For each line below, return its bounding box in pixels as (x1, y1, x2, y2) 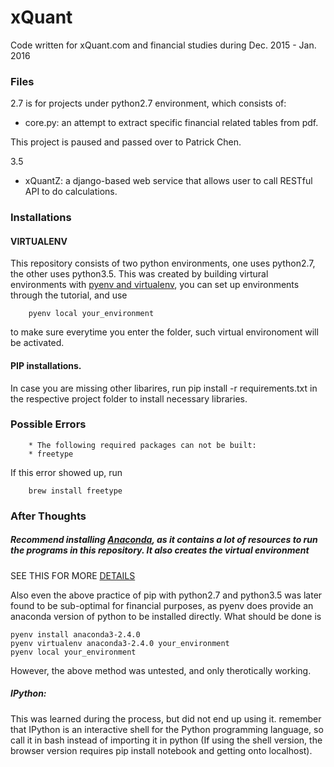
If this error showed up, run (10, 466, 123, 478)
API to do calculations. (24, 186, 118, 198)
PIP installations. (10, 359, 82, 371)
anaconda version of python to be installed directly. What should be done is (10, 610, 322, 622)
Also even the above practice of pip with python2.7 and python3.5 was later (10, 589, 323, 601)
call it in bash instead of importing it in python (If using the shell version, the (10, 734, 323, 746)
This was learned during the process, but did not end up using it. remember (10, 712, 322, 725)
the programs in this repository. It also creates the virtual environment (10, 544, 310, 556)
